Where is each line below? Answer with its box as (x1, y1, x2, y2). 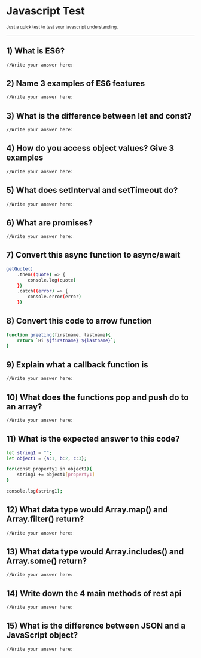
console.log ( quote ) (28, 277, 77, 283)
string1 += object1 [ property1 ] (17, 472, 95, 478)
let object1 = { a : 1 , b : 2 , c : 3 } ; (6, 455, 87, 461)
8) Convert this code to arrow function (6, 316, 153, 326)
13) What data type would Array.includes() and (6, 547, 184, 557)
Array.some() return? (6, 556, 87, 566)
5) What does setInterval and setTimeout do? (6, 185, 178, 195)
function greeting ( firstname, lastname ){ (6, 331, 111, 338)
